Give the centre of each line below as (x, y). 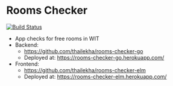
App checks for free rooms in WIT (57, 38)
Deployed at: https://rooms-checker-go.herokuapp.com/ (94, 57)
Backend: (27, 45)
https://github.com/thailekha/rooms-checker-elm (85, 70)
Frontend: (27, 64)
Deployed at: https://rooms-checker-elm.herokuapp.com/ (95, 76)
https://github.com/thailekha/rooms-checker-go (83, 51)
